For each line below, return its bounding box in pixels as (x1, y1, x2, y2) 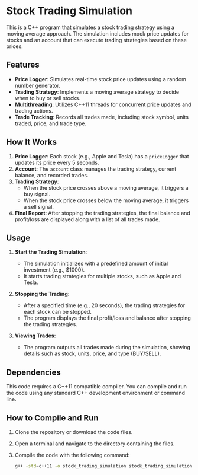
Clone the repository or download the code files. (14, 429, 133, 435)
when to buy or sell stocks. (14, 94, 81, 101)
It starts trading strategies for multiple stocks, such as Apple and (23, 273, 181, 280)
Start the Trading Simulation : (14, 248, 87, 256)
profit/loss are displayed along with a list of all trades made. (14, 215, 161, 223)
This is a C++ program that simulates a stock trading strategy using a (6, 24, 174, 31)
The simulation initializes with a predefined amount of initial (23, 260, 168, 267)
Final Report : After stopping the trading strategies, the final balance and (14, 209, 190, 216)
